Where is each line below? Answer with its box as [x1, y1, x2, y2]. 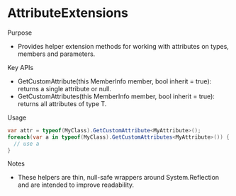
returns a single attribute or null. [17, 84, 112, 93]
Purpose [7, 28, 33, 37]
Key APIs [7, 63, 34, 71]
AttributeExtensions [7, 5, 129, 21]
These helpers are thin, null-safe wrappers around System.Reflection [17, 173, 220, 182]
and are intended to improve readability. [17, 180, 135, 189]
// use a [13, 140, 40, 147]
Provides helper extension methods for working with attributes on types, [17, 42, 229, 50]
